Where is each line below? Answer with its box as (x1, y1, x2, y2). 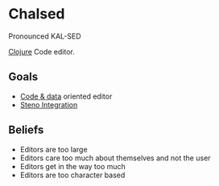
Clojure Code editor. (8, 46, 75, 56)
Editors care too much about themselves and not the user (19, 153, 211, 163)
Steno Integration (19, 99, 78, 109)
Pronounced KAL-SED (8, 31, 81, 41)
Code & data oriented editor (19, 91, 113, 101)
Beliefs (8, 123, 44, 137)
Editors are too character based (19, 170, 126, 180)
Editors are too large (19, 144, 88, 154)
